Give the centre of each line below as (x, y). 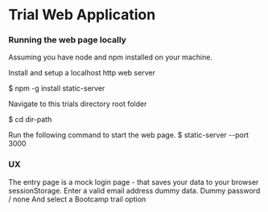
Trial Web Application (82, 15)
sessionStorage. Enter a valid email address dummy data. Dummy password (134, 190)
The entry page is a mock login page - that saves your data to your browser (134, 181)
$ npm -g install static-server (57, 88)
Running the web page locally (68, 40)
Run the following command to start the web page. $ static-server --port (129, 135)
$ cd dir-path (30, 120)
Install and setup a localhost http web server (82, 73)
